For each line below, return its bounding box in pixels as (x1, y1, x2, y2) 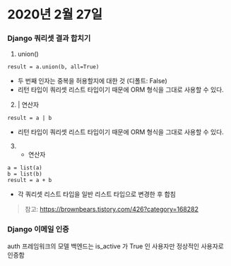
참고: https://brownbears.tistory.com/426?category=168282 (24, 205, 199, 214)
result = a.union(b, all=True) (7, 64, 100, 71)
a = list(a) (7, 164, 42, 171)
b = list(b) (7, 171, 42, 178)
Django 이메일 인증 (7, 224, 69, 234)
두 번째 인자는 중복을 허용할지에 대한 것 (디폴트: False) (17, 77, 167, 85)
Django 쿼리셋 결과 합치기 (7, 33, 91, 43)
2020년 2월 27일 (7, 6, 103, 23)
